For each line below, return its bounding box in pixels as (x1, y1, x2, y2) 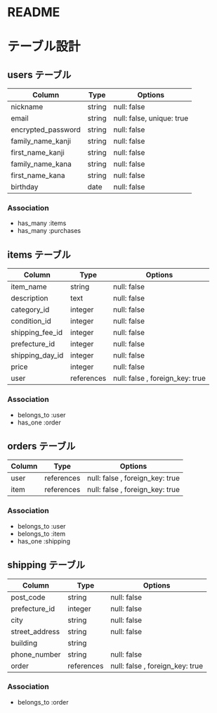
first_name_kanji (11, 148, 65, 158)
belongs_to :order (17, 698, 69, 706)
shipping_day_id (11, 351, 64, 360)
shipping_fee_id (11, 328, 63, 338)
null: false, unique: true (113, 113, 188, 123)
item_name (11, 282, 47, 292)
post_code (11, 592, 46, 602)
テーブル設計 (7, 39, 81, 55)
